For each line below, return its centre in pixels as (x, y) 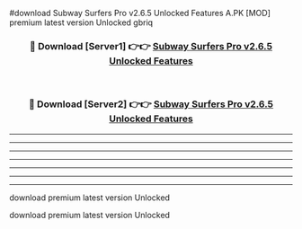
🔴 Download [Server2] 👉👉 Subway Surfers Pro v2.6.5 (151, 104)
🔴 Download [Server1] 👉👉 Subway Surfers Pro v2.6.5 (151, 46)
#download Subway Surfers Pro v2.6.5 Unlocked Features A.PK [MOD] (140, 13)
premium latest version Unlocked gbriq (81, 22)
